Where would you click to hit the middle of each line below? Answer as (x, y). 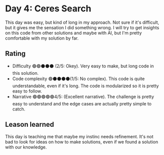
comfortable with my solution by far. (42, 38)
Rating (15, 54)
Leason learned (30, 125)
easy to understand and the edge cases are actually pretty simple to (82, 103)
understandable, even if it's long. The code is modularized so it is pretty (85, 86)
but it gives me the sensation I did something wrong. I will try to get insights (82, 27)
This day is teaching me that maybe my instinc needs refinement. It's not (79, 136)
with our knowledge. (26, 147)
